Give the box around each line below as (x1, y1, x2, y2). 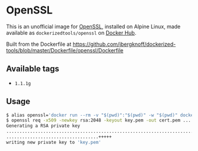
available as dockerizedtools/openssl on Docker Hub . (6, 29, 137, 36)
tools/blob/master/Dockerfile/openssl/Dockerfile (6, 46, 124, 53)
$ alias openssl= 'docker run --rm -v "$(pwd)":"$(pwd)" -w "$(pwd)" (6, 112, 178, 118)
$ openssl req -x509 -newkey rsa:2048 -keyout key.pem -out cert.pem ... (6, 118, 192, 123)
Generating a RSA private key (6, 123, 81, 129)
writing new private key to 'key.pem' (6, 139, 101, 145)
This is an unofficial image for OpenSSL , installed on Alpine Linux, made (6, 23, 181, 30)
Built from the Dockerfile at (6, 41, 72, 48)
